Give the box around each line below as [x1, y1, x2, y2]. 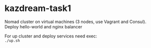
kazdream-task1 [4, 3, 71, 14]
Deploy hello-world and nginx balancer [4, 24, 83, 29]
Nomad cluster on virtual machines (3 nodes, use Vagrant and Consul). [4, 19, 147, 24]
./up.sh [4, 38, 20, 43]
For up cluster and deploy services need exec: [4, 33, 98, 39]
